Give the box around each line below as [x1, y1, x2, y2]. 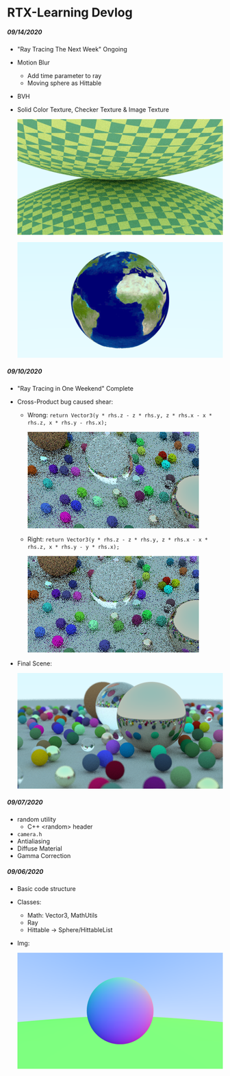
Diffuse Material [16, 844, 63, 853]
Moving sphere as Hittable [27, 79, 102, 87]
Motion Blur [16, 58, 50, 66]
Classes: [16, 898, 42, 906]
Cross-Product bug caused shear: [16, 398, 114, 406]
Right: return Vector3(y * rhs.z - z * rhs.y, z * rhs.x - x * [27, 535, 208, 543]
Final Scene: [16, 659, 53, 668]
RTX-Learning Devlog [7, 5, 133, 21]
